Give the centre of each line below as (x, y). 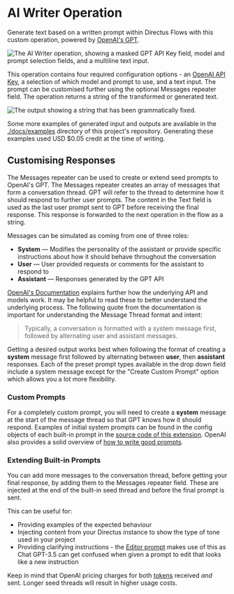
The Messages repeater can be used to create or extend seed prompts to (113, 177)
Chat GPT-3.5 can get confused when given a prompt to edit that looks (119, 555)
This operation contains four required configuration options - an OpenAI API (116, 74)
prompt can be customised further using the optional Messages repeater (112, 89)
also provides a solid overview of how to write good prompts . (95, 442)
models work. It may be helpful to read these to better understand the (108, 299)
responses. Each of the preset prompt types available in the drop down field (116, 364)
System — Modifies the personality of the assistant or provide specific (119, 249)
